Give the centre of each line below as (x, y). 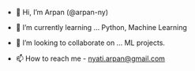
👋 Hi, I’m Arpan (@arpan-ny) (62, 12)
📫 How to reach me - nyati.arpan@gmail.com (90, 58)
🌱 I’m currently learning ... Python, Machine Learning (101, 27)
